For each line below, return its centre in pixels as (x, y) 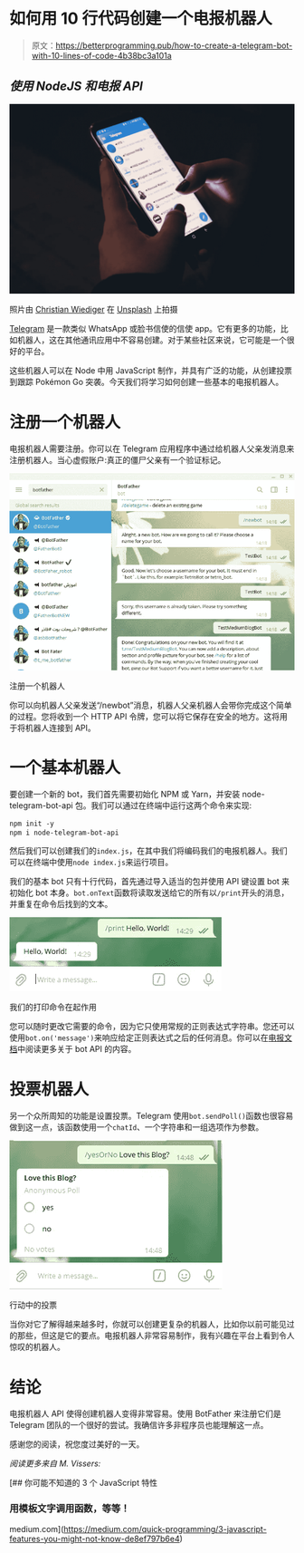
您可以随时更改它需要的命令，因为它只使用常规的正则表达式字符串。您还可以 (152, 1027)
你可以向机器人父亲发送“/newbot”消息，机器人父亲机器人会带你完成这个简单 (151, 705)
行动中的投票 (33, 1305)
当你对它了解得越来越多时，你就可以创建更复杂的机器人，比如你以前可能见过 (152, 1325)
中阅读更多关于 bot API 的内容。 (77, 1049)
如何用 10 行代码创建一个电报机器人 (141, 19)
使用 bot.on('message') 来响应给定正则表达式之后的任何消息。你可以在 (139, 1037)
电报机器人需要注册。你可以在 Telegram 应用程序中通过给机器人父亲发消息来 (152, 449)
